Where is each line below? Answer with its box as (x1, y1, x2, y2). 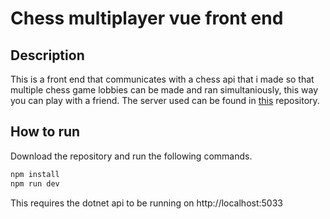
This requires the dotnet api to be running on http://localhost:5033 (10, 197, 283, 209)
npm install (10, 169, 60, 179)
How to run (10, 123, 81, 141)
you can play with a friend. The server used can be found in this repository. (10, 95, 320, 106)
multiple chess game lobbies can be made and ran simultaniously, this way (10, 84, 318, 96)
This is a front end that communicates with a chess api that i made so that (10, 73, 315, 85)
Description (10, 47, 85, 64)
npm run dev (10, 178, 60, 189)
